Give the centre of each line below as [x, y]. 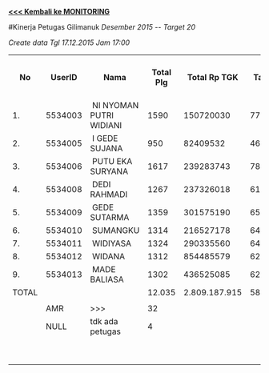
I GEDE [105, 138]
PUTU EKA [112, 161]
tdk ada [104, 321]
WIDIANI [106, 125]
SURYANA [109, 171]
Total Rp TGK [213, 77]
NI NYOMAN [115, 105]
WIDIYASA [112, 243]
